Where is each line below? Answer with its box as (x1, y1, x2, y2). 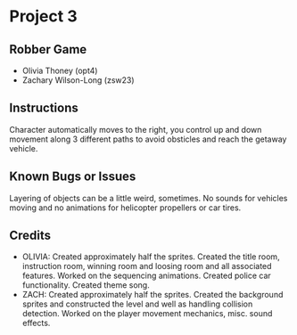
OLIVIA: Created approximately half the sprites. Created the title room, (21, 251, 280, 262)
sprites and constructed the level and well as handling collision (21, 298, 253, 309)
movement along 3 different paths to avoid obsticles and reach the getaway (9, 134, 287, 144)
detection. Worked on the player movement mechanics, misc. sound (21, 308, 273, 319)
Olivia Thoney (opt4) (21, 65, 98, 76)
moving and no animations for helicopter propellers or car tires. (9, 202, 242, 213)
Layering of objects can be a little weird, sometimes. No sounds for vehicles (9, 192, 288, 203)
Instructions (9, 101, 78, 116)
